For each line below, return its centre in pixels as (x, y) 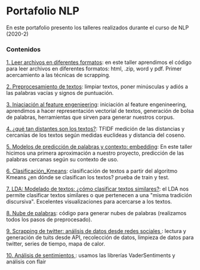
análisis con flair (26, 262)
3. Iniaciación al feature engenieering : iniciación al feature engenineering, (96, 105)
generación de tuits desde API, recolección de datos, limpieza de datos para (100, 238)
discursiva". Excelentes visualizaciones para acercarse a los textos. (89, 202)
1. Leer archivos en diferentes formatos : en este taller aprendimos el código (99, 62)
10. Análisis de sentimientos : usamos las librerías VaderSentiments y (91, 256)
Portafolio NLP (43, 11)
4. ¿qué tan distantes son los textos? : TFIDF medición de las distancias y (96, 129)
